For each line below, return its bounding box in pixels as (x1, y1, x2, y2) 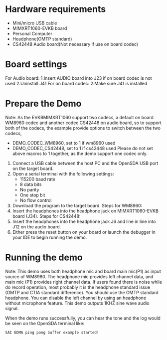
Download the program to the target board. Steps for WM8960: (12, 202, 143, 208)
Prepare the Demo (5, 98, 82, 109)
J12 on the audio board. (12, 223, 61, 230)
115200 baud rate (19, 176, 56, 182)
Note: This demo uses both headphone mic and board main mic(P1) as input (5, 268, 161, 274)
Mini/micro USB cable (12, 20, 57, 26)
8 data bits (19, 181, 42, 187)
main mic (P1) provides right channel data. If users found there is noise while (5, 279, 163, 285)
